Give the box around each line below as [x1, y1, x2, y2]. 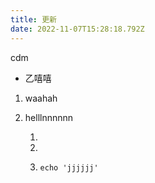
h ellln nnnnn [24, 111, 74, 123]
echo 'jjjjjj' [39, 162, 99, 173]
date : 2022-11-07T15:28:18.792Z [10, 24, 145, 34]
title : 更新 [10, 14, 57, 25]
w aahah [24, 92, 58, 104]
